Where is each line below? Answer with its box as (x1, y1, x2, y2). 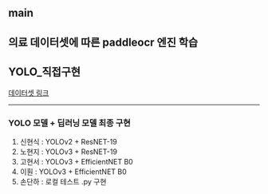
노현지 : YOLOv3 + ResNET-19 (19, 147, 118, 156)
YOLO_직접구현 (8, 65, 81, 79)
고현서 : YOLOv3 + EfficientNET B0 (19, 156, 133, 166)
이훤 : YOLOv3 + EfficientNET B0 (19, 167, 128, 176)
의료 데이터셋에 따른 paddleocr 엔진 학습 (8, 35, 199, 49)
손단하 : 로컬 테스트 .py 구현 (19, 176, 107, 186)
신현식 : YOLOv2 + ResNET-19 (19, 137, 117, 146)
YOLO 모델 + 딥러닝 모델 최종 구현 (8, 117, 132, 129)
